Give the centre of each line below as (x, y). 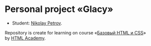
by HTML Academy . (25, 38)
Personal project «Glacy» (59, 9)
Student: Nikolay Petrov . (37, 23)
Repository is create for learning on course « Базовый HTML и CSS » (75, 32)
